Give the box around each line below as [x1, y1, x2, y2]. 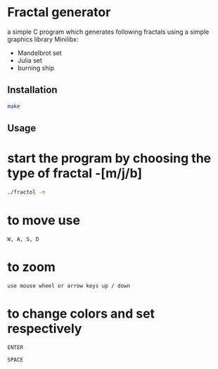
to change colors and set [7, 306, 155, 321]
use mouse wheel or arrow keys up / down [7, 282, 131, 289]
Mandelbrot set [17, 49, 62, 57]
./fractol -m [7, 188, 46, 196]
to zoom [7, 258, 56, 275]
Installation [7, 84, 58, 96]
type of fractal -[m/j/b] [7, 165, 143, 182]
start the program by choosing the [7, 151, 212, 166]
